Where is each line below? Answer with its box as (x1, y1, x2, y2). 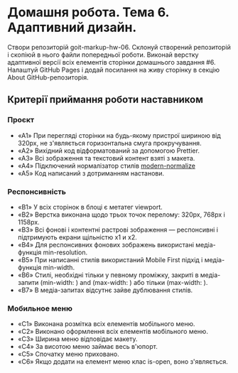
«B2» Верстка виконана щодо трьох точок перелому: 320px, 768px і (17, 210, 225, 219)
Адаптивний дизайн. (7, 19, 137, 36)
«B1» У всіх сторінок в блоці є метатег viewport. (17, 202, 163, 211)
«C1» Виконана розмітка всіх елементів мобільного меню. (17, 320, 195, 328)
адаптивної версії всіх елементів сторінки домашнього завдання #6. (7, 58, 216, 66)
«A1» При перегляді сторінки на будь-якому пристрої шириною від (17, 131, 222, 139)
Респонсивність (7, 186, 66, 196)
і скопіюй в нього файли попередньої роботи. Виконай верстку (7, 50, 199, 59)
